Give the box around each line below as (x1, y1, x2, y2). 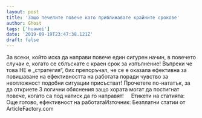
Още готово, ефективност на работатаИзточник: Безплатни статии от (6, 99, 186, 106)
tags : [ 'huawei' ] (6, 25, 50, 32)
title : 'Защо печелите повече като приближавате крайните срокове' (6, 15, 180, 21)
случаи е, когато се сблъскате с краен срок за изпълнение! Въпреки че (6, 60, 192, 67)
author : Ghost (6, 20, 42, 26)
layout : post (6, 8, 39, 15)
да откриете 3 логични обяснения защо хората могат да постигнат (6, 86, 180, 93)
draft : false (6, 37, 39, 43)
